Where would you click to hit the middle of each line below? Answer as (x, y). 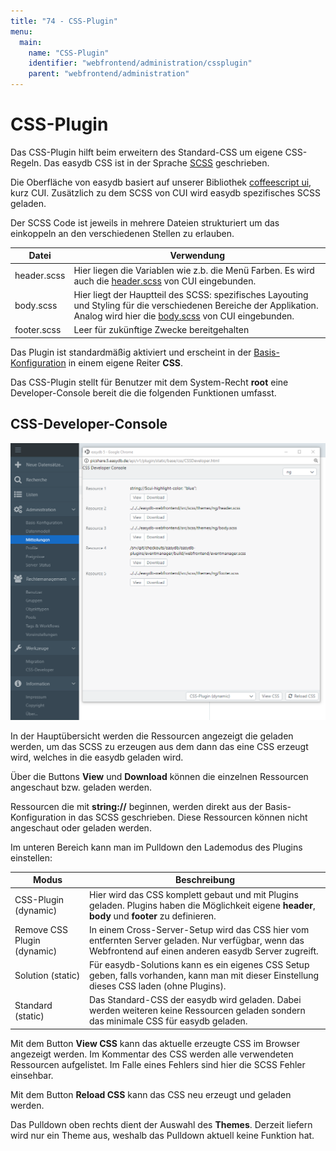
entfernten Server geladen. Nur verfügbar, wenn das (197, 940)
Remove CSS (41, 929)
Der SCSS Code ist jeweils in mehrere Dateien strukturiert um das (145, 222)
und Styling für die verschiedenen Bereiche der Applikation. (196, 305)
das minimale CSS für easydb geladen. (168, 1021)
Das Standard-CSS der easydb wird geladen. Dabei (195, 1000)
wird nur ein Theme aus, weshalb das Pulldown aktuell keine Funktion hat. (162, 1135)
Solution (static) (47, 976)
